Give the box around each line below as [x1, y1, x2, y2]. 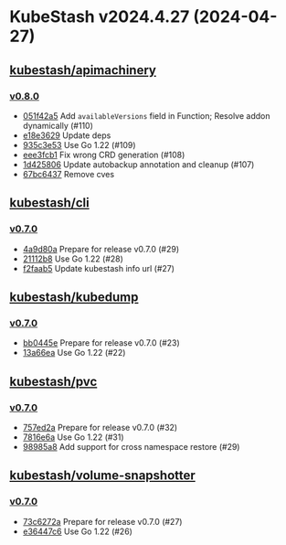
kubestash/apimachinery [9, 62, 157, 78]
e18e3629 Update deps [22, 130, 111, 141]
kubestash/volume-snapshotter [9, 468, 196, 484]
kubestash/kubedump [9, 289, 139, 305]
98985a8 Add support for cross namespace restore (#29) [22, 441, 240, 452]
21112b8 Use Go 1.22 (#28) [22, 253, 123, 264]
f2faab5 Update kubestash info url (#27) [22, 262, 175, 273]
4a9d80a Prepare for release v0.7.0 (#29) [22, 243, 180, 254]
